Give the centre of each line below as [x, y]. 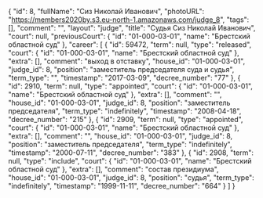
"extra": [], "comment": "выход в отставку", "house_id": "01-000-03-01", [127, 61]
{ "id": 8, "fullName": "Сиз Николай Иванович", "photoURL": [106, 11]
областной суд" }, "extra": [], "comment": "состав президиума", [113, 169]
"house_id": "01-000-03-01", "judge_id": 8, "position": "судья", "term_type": [131, 178]
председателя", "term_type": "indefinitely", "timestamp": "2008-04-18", [125, 111]
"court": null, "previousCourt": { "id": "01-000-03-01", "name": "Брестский [130, 36]
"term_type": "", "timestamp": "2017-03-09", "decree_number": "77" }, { [124, 78]
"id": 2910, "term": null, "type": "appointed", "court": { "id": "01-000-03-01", [131, 86]
